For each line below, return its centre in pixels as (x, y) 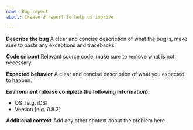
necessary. (20, 63)
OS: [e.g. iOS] (31, 102)
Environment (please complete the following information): (78, 91)
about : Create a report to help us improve (60, 17)
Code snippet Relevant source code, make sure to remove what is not (90, 56)
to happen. (19, 80)
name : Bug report (27, 11)
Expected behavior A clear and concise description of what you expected (95, 74)
